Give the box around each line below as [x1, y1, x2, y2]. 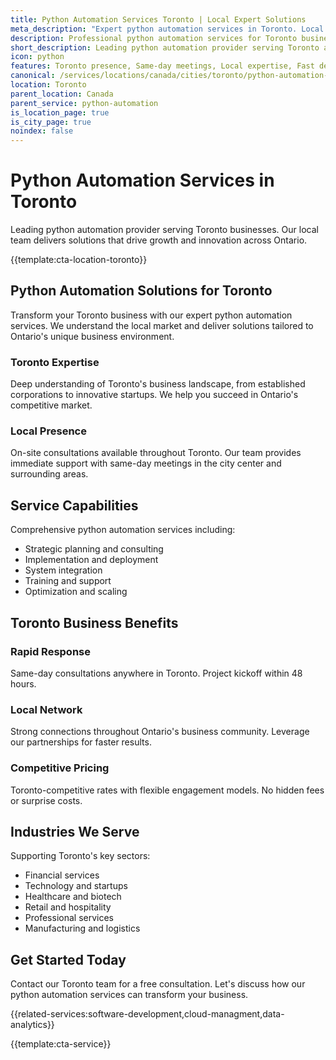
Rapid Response [10, 644, 91, 658]
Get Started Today [10, 951, 127, 968]
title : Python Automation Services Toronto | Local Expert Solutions [10, 14, 307, 25]
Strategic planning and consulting [24, 543, 164, 555]
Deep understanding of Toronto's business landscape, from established [10, 378, 306, 390]
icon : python [10, 52, 65, 62]
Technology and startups [24, 880, 128, 892]
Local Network [10, 702, 83, 716]
